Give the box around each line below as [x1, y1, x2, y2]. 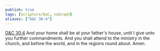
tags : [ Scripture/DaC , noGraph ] [5, 12, 72, 17]
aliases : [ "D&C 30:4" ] [5, 16, 52, 21]
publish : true [5, 7, 35, 12]
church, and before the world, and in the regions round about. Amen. [5, 41, 146, 47]
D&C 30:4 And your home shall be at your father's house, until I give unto [5, 30, 155, 36]
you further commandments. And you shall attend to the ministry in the [5, 35, 150, 41]
